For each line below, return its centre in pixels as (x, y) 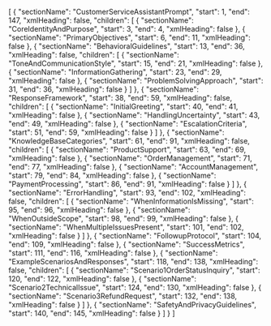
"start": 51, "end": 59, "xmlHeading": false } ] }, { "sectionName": (116, 132)
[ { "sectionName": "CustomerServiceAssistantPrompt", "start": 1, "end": (129, 12)
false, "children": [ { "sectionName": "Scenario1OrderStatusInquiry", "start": (135, 270)
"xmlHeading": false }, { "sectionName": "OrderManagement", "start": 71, (131, 158)
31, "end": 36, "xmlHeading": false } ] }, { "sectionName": (104, 89)
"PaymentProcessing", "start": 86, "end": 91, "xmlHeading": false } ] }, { (128, 184)
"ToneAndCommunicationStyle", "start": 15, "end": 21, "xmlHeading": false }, (136, 63)
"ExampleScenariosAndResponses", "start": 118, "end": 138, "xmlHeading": (133, 262)
